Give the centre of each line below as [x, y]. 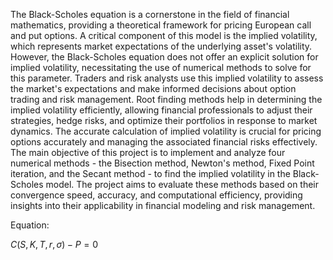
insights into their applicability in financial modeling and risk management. [163, 205]
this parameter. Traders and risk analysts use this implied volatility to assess [167, 78]
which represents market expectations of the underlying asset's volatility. [161, 46]
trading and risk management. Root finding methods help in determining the [166, 99]
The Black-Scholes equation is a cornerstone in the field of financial [150, 14]
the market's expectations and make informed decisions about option [153, 88]
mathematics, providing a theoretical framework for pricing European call [161, 25]
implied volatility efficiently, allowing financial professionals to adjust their [161, 110]
